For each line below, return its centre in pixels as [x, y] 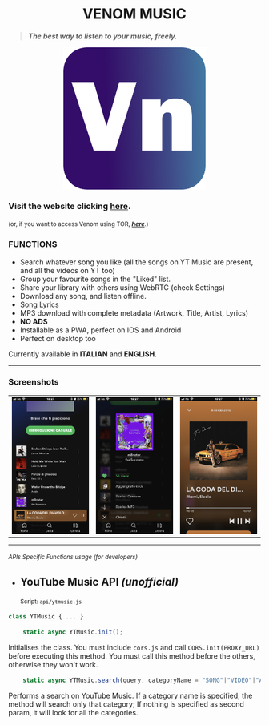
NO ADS [34, 321]
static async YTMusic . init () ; [73, 632]
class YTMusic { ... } [46, 617]
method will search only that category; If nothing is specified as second [126, 704]
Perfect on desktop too [58, 338]
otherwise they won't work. [53, 664]
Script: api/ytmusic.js [51, 602]
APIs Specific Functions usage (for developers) [73, 558]
